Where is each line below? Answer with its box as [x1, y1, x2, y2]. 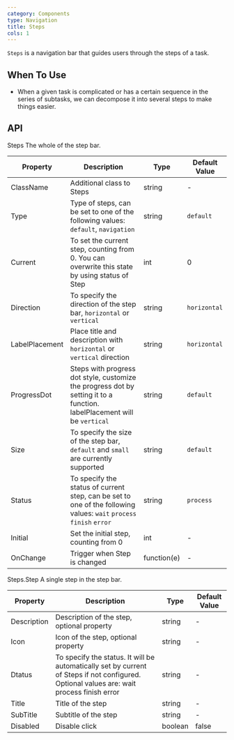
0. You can [70, 252, 106, 262]
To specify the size [70, 427, 132, 437]
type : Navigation [7, 17, 58, 24]
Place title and [70, 326, 117, 335]
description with [70, 335, 123, 345]
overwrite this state [70, 262, 134, 271]
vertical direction [70, 352, 130, 362]
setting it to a [70, 390, 113, 400]
